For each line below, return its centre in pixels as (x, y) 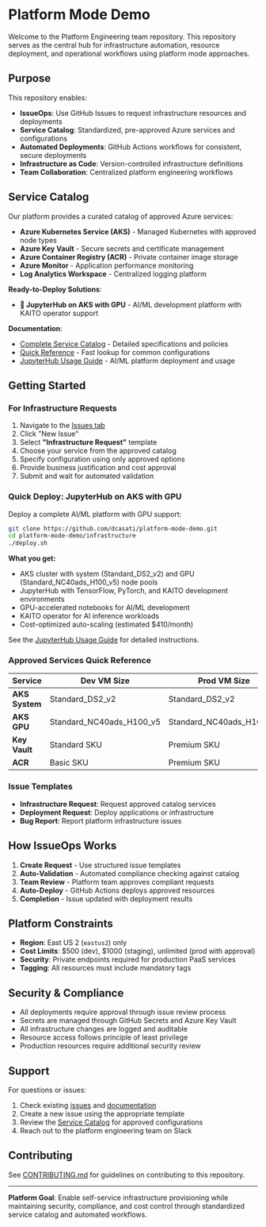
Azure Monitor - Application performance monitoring (106, 265)
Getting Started (47, 386)
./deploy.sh (28, 543)
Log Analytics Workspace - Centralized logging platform (113, 274)
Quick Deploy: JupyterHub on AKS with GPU (95, 496)
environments (42, 599)
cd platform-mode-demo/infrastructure (72, 536)
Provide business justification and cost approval (98, 468)
